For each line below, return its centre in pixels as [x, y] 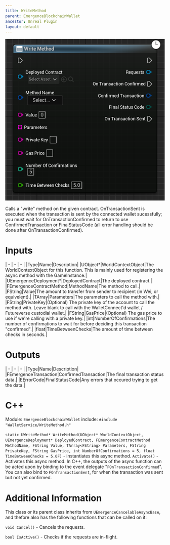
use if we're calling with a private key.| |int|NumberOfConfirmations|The [80, 318]
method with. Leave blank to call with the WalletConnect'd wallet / [74, 307]
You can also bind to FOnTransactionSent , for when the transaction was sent [84, 472]
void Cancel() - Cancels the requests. [45, 527]
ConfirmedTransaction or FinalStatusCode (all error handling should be [79, 225]
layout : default [22, 27]
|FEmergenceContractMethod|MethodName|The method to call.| [73, 286]
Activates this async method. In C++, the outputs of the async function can [83, 462]
